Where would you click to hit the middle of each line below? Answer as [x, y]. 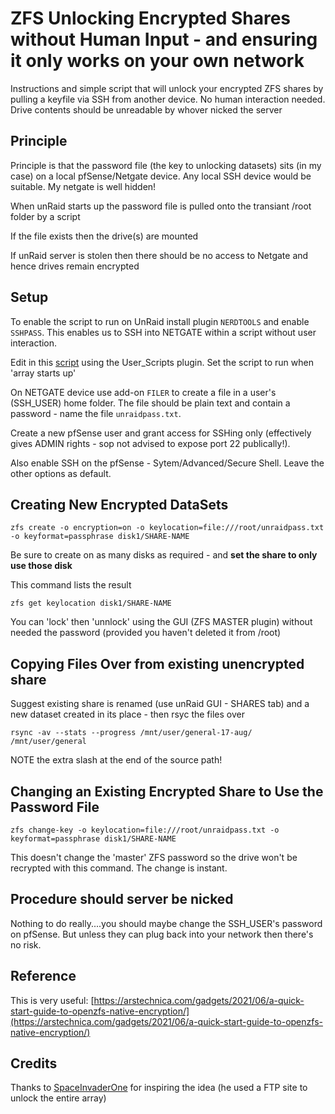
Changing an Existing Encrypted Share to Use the [167, 791]
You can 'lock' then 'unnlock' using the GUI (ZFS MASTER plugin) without [161, 622]
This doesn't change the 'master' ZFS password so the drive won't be [154, 857]
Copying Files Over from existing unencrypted [157, 663]
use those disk [41, 566]
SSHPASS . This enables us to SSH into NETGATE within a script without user [163, 332]
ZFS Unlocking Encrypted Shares [151, 18]
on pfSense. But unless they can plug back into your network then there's [162, 934]
